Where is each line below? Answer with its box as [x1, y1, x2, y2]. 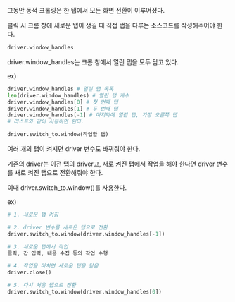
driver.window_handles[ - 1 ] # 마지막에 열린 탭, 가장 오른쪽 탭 [7, 111, 177, 119]
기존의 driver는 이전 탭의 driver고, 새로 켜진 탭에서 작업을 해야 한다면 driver [7, 159, 215, 168]
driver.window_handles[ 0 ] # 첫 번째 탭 [7, 98, 118, 106]
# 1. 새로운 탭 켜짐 [7, 211, 58, 218]
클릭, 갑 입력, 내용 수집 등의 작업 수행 [7, 250, 108, 257]
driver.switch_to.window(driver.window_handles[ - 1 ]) [7, 230, 165, 238]
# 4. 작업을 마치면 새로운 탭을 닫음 [7, 262, 99, 270]
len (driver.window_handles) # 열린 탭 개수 [7, 92, 129, 99]
